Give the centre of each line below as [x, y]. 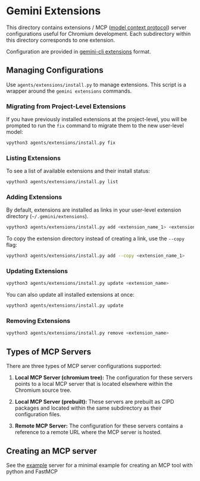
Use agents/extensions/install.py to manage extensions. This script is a [96, 84]
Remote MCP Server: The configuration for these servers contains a [99, 426]
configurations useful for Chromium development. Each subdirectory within [99, 33]
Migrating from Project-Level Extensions [66, 106]
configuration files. [38, 414]
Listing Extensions [34, 158]
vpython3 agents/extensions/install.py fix [61, 143]
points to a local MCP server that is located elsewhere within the [93, 384]
